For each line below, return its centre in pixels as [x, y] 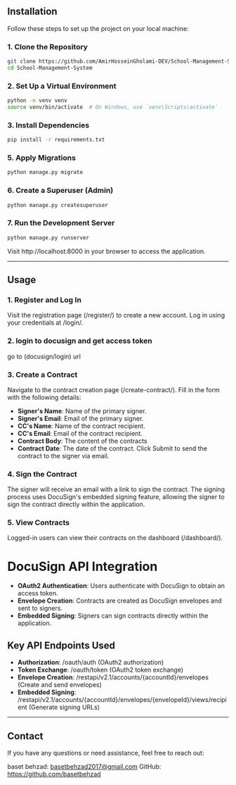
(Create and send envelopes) [59, 685]
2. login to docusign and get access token [80, 341]
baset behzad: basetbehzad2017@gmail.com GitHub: [84, 767]
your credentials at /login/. [45, 322]
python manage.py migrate [45, 172]
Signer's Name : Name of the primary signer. [82, 410]
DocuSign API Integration [83, 566]
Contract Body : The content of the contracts [82, 441]
